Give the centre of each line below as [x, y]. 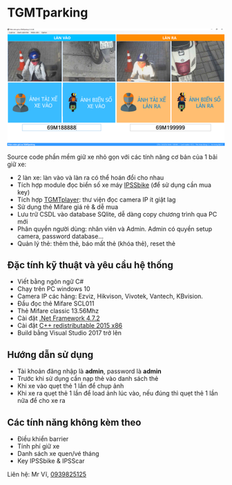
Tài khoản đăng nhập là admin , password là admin [89, 371]
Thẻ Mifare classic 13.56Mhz [58, 311]
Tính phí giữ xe [38, 446]
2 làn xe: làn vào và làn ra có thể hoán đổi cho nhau [90, 177]
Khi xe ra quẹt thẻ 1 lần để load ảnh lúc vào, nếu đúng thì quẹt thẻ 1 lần [117, 393]
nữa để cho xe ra [41, 401]
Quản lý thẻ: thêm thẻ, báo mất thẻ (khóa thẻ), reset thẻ [96, 244]
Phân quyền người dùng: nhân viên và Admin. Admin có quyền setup [115, 228]
